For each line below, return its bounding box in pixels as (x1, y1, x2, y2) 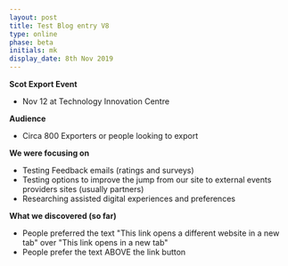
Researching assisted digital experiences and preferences (21, 193, 236, 204)
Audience (9, 113, 46, 124)
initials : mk (9, 46, 58, 55)
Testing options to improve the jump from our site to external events (21, 174, 272, 185)
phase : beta (9, 37, 53, 47)
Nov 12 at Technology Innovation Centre (21, 96, 170, 107)
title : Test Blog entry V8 (9, 21, 110, 30)
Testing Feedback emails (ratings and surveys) (21, 165, 194, 175)
